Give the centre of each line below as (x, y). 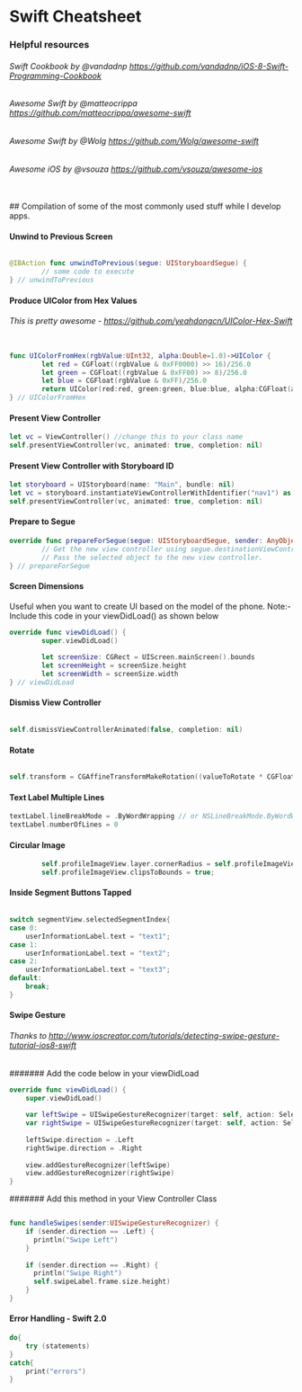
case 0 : (24, 928)
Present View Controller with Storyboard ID (92, 466)
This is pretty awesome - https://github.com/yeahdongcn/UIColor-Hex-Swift (151, 321)
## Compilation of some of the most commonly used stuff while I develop (145, 206)
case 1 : (24, 945)
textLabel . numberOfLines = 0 (64, 825)
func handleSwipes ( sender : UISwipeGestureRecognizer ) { (114, 1223)
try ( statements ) (58, 1346)
